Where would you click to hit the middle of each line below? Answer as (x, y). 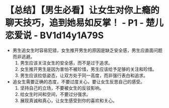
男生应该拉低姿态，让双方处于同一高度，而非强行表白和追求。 (84, 75)
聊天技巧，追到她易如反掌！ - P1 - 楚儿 (84, 23)
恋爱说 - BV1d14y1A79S (55, 35)
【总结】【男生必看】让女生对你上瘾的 (82, 10)
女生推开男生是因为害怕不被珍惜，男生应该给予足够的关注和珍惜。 (88, 69)
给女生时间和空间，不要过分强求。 (55, 94)
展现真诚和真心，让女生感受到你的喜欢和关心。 (68, 100)
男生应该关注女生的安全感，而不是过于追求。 (66, 63)
